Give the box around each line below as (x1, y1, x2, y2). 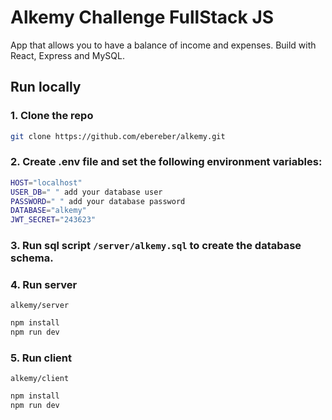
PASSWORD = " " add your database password (10, 196, 186, 206)
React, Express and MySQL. (10, 49, 125, 61)
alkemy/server (10, 301, 70, 311)
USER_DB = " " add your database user (10, 187, 163, 197)
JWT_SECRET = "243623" (10, 215, 97, 225)
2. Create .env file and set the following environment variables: (10, 155, 323, 169)
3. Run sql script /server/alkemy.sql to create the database (10, 239, 302, 253)
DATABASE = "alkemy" (10, 206, 87, 216)
